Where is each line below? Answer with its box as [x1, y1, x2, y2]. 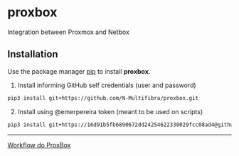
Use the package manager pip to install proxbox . [7, 67, 151, 75]
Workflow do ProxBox [7, 140, 71, 149]
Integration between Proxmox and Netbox [7, 28, 130, 36]
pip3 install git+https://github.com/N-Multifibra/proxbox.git [7, 94, 199, 101]
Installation [7, 48, 58, 60]
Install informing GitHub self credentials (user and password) [17, 81, 197, 89]
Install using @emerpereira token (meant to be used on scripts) [17, 107, 203, 116]
